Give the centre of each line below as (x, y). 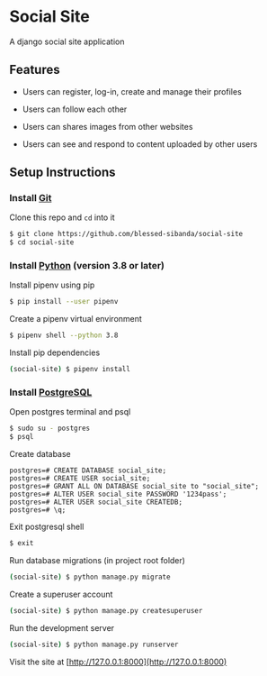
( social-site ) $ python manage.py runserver (94, 644)
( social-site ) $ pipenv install (70, 370)
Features (35, 70)
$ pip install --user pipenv (64, 302)
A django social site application (67, 41)
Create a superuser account (61, 594)
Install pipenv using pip (52, 285)
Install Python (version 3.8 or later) (87, 266)
